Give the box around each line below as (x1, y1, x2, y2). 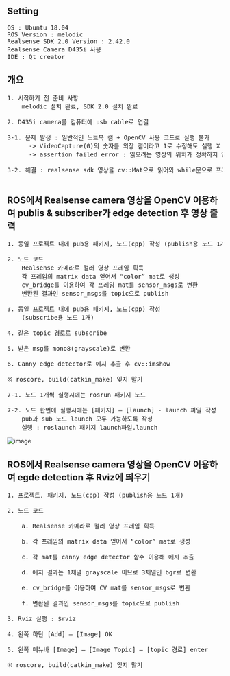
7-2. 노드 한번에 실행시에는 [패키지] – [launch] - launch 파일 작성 (7, 406, 217, 415)
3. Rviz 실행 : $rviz (7, 615, 77, 623)
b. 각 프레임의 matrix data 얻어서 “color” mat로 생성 (21, 538, 191, 546)
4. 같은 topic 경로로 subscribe (7, 329, 107, 337)
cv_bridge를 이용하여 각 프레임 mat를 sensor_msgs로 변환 (21, 281, 199, 289)
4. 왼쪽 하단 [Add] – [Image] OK (7, 631, 113, 638)
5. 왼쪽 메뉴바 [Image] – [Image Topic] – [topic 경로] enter (7, 646, 209, 654)
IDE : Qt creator (7, 53, 65, 60)
